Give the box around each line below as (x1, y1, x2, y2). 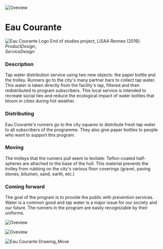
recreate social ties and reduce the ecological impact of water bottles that (5, 93, 155, 99)
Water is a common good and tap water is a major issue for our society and (5, 199, 157, 206)
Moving (5, 144, 24, 151)
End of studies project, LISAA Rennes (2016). (50, 38, 141, 44)
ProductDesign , (5, 43, 37, 49)
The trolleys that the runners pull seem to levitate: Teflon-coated (5, 155, 136, 161)
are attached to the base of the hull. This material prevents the (22, 160, 149, 166)
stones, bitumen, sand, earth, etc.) (5, 171, 75, 177)
